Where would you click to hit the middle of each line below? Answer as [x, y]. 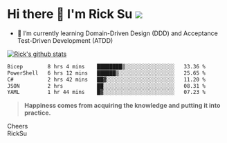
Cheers [18, 126]
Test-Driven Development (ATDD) [65, 40]
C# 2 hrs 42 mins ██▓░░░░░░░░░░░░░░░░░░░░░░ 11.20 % [107, 79]
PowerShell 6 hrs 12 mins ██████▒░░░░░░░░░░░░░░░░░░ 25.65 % [107, 73]
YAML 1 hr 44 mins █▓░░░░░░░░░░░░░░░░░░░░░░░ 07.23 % [107, 93]
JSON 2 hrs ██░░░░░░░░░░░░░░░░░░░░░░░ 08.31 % [107, 86]
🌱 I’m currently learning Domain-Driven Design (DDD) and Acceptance [117, 33]
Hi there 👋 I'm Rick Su [70, 14]
